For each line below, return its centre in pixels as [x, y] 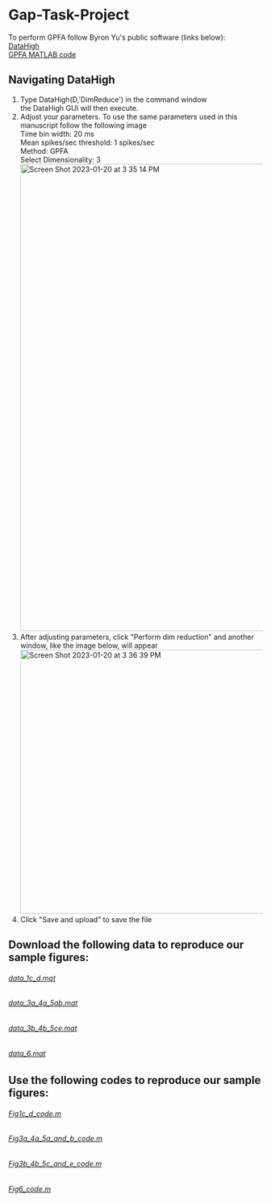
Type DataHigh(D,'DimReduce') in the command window [113, 99]
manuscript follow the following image [83, 125]
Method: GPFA [44, 150]
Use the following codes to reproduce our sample [135, 1080]
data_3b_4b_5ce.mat [43, 1028]
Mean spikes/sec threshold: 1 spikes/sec [88, 142]
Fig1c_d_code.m [35, 1113]
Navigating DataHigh [62, 80]
